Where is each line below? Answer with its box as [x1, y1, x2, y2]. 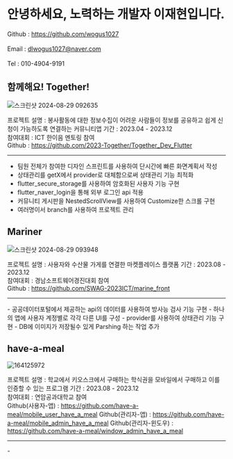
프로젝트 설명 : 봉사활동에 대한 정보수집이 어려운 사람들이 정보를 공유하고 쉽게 [7, 115, 216, 124]
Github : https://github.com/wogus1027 [7, 29, 119, 38]
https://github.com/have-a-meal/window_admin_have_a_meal [7, 427, 184, 435]
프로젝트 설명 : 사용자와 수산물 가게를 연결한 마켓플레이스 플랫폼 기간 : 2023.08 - [7, 260, 226, 268]
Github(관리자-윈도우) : [110, 419, 173, 428]
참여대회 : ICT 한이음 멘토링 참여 [7, 133, 95, 141]
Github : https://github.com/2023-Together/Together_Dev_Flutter [7, 140, 193, 150]
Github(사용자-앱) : [7, 401, 60, 410]
